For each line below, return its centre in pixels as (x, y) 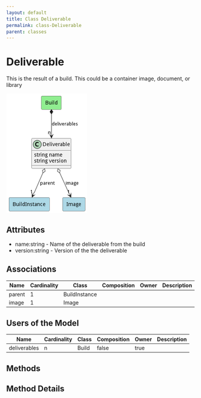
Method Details (35, 389)
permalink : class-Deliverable (44, 25)
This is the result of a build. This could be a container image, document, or (98, 79)
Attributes (25, 230)
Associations (31, 269)
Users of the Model (43, 323)
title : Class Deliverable (38, 19)
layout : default (26, 13)
